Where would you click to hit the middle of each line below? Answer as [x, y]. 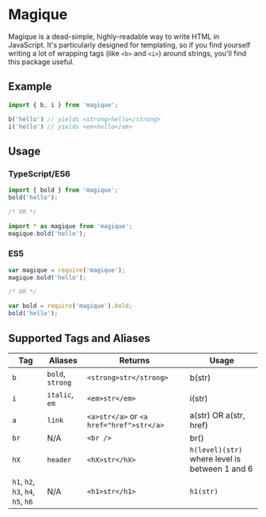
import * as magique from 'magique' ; [70, 226]
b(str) [200, 378]
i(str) [199, 398]
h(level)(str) [216, 450]
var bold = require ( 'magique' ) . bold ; [70, 306]
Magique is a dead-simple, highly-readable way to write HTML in [114, 36]
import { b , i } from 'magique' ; [63, 105]
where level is [215, 458]
